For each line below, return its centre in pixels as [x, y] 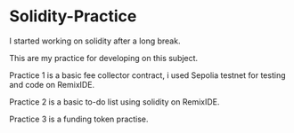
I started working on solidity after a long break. [95, 41]
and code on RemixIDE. [52, 84]
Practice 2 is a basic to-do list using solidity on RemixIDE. [114, 102]
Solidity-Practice [73, 16]
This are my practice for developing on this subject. [104, 58]
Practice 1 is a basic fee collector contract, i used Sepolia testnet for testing [147, 75]
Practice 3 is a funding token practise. [79, 119]
